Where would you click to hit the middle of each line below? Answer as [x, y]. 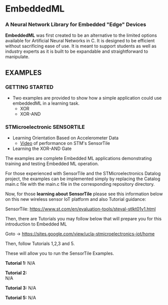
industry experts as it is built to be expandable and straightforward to [77, 51]
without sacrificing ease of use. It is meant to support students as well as [81, 46]
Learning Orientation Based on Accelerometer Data [66, 138]
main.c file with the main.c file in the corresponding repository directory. [80, 184]
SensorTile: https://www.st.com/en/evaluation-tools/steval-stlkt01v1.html [80, 209]
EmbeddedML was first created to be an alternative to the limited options [81, 35]
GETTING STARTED [29, 87]
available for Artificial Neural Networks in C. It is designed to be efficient [80, 41]
